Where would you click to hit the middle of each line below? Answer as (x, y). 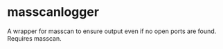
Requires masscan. (34, 38)
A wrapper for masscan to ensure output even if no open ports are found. (112, 31)
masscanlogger (53, 12)
